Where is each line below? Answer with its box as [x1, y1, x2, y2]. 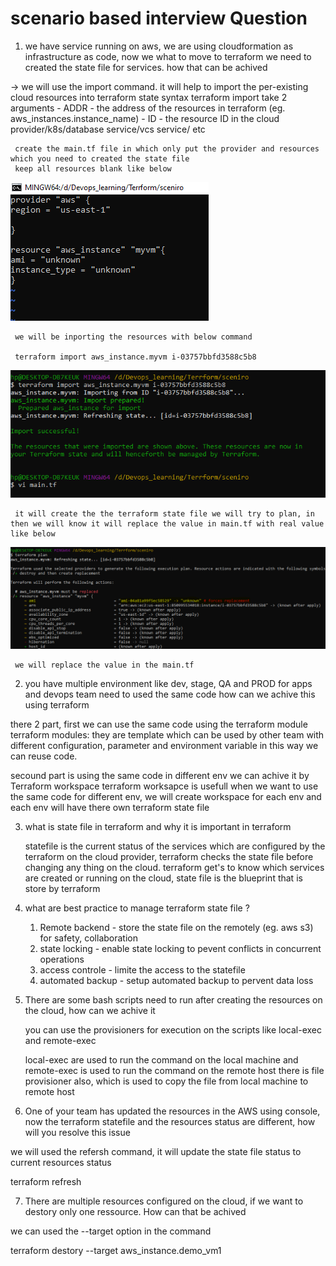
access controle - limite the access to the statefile [39, 963, 246, 976]
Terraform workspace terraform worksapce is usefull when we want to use [10, 780, 319, 792]
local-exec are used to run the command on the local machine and [24, 1053, 299, 1066]
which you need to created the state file [10, 153, 190, 164]
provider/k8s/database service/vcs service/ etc [10, 123, 206, 135]
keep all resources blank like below [14, 163, 172, 174]
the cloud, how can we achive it [24, 1004, 156, 1016]
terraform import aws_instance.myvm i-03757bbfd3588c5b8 [14, 352, 257, 362]
